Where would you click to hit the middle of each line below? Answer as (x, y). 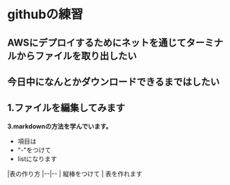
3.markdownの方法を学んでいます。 (60, 126)
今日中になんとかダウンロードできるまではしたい (114, 82)
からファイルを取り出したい (77, 56)
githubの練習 (45, 14)
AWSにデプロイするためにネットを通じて (97, 43)
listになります (37, 158)
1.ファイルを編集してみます (66, 108)
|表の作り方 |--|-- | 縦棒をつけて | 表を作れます (75, 174)
